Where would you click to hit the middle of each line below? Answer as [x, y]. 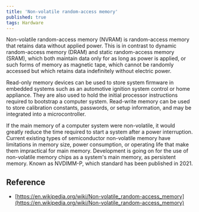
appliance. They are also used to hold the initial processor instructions [92, 95]
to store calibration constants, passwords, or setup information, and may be [99, 108]
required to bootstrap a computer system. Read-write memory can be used [98, 102]
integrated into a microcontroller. [46, 114]
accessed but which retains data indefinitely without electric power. [89, 71]
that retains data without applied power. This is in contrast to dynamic [91, 46]
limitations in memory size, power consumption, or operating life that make [97, 145]
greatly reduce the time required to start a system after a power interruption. [99, 132]
